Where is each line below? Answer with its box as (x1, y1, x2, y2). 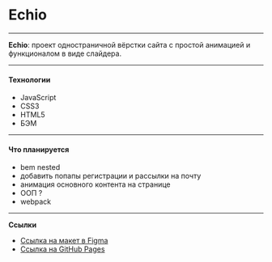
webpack (19, 196, 51, 207)
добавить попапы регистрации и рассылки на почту (19, 171, 202, 181)
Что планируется (8, 144, 70, 154)
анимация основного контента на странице (19, 180, 172, 189)
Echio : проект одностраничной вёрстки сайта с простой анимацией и (8, 40, 251, 49)
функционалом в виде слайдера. (8, 49, 122, 58)
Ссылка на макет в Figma (19, 236, 108, 246)
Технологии (8, 74, 51, 84)
